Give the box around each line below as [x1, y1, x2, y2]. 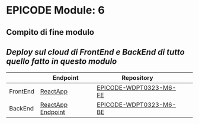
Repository [121, 74, 153, 82]
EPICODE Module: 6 [6, 4, 105, 17]
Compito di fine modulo [6, 27, 95, 37]
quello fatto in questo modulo [6, 56, 117, 66]
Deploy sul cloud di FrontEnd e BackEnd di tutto [6, 47, 185, 57]
